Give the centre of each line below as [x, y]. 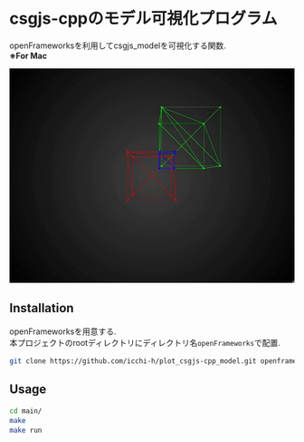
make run [26, 431]
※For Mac [28, 55]
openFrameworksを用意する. [63, 331]
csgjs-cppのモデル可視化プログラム [143, 19]
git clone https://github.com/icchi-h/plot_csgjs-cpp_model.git [133, 361]
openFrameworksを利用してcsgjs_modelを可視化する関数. [118, 45]
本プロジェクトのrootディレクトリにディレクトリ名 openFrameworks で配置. [145, 342]
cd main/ [26, 411]
